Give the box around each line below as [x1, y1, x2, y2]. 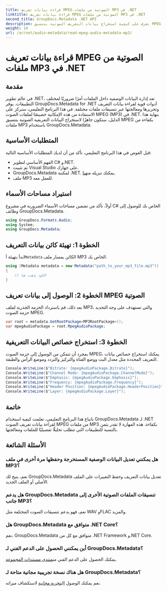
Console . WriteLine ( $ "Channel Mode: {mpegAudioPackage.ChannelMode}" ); [5, 370, 155, 375]
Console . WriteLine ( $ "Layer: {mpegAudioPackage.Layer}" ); [5, 389, 126, 394]
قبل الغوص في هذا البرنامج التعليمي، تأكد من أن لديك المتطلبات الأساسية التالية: [5, 149, 152, 155]
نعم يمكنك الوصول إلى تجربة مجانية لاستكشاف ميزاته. [5, 580, 101, 586]
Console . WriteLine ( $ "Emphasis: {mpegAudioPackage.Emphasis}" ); [5, 375, 139, 380]
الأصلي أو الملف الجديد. [5, 478, 49, 484]
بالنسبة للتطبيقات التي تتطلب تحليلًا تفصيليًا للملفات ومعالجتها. [5, 427, 118, 432]
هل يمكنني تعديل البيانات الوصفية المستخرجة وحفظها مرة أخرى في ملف [5, 456, 159, 463]
